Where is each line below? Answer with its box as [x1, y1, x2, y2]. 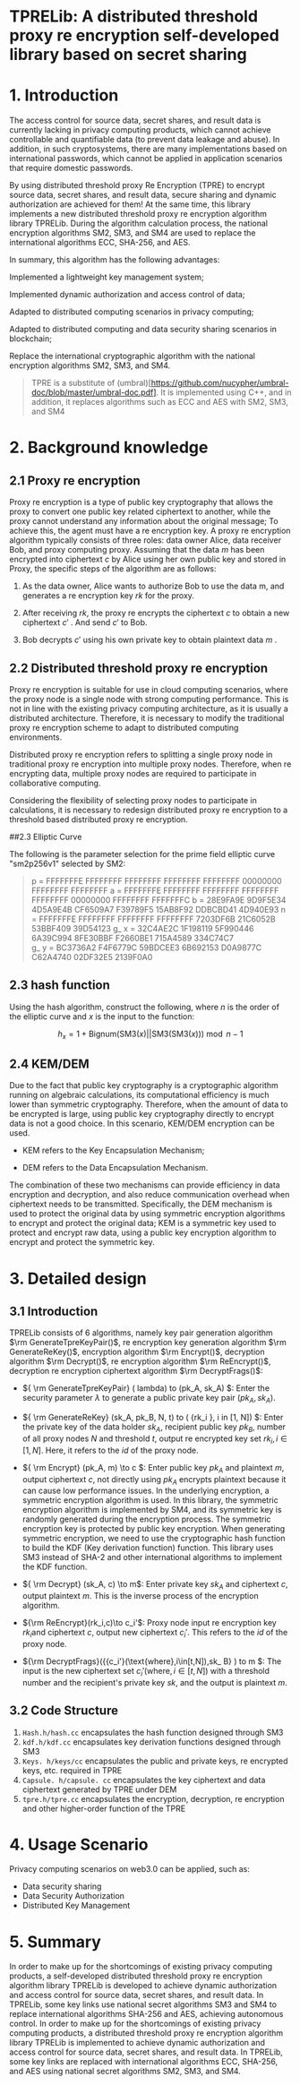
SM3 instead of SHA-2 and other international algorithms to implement [21, 1552, 282, 1563]
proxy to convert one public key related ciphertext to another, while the [9, 506, 271, 517]
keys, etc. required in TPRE [21, 1764, 123, 1775]
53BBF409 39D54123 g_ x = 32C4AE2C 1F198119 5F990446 [30, 922, 254, 933]
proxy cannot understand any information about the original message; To [9, 516, 279, 527]
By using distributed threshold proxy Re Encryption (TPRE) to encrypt [9, 180, 266, 191]
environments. [9, 732, 63, 742]
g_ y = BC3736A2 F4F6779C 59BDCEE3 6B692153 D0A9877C [30, 942, 262, 953]
